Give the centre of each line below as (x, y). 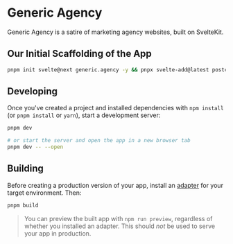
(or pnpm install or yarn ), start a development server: (84, 115)
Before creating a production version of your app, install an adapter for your (115, 185)
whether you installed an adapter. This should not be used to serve (120, 226)
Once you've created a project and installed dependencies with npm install (115, 108)
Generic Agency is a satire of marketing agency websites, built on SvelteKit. (115, 32)
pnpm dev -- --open (35, 147)
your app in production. (58, 233)
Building (25, 169)
